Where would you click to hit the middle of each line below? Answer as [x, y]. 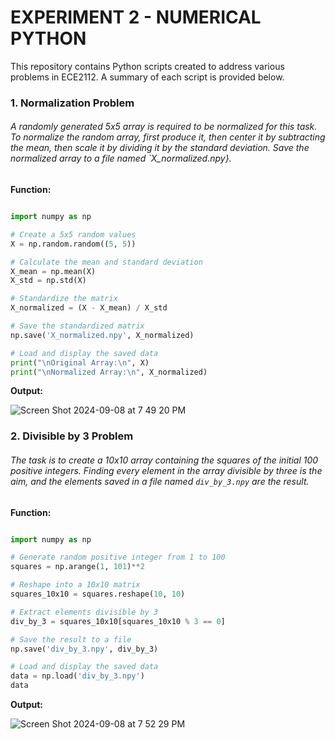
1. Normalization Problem [72, 103]
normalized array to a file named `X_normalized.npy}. [121, 158]
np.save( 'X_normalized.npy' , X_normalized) [102, 335]
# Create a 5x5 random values [73, 234]
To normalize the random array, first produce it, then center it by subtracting [168, 137]
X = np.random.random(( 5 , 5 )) [73, 244]
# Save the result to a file [71, 639]
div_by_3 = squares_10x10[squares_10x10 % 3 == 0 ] [118, 621]
